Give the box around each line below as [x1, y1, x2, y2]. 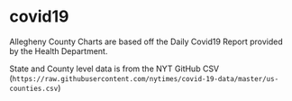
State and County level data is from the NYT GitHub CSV [9, 63, 220, 74]
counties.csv [9, 84, 59, 93]
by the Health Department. [9, 45, 108, 56]
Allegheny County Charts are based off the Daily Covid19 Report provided [9, 36, 284, 47]
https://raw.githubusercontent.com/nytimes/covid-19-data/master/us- [12, 74, 279, 83]
